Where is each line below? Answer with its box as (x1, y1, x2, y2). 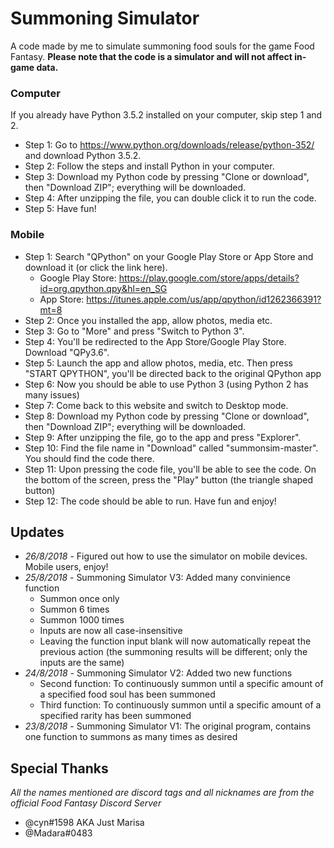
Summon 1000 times (39, 614, 125, 626)
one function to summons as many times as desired (24, 731, 238, 743)
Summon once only (39, 593, 120, 605)
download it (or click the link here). (24, 261, 168, 273)
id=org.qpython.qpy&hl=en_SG (39, 282, 168, 294)
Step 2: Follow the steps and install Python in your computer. (24, 160, 275, 172)
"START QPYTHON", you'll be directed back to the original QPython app (24, 367, 322, 379)
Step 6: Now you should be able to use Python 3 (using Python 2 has (24, 378, 309, 390)
